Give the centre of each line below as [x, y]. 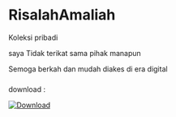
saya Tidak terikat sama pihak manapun [75, 53]
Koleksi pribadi [33, 37]
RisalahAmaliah [62, 15]
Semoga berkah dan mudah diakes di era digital [88, 69]
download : [27, 89]
